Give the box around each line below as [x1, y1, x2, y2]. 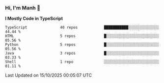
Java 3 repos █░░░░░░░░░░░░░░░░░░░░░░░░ [5, 51, 160, 56]
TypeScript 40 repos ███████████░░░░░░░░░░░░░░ [5, 25, 160, 30]
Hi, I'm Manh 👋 [5, 4, 41, 11]
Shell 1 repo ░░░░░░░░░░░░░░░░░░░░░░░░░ [5, 59, 160, 64]
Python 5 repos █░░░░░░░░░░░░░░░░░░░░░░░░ [5, 42, 160, 47]
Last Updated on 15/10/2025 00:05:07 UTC [5, 72, 92, 78]
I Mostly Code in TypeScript [5, 16, 63, 22]
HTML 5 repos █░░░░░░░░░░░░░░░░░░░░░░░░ [5, 34, 160, 39]
